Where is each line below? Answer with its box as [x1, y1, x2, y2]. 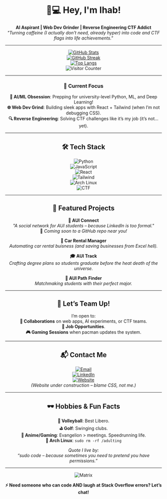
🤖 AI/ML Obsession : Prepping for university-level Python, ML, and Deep [9, 94, 158, 100]
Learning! [74, 99, 93, 105]
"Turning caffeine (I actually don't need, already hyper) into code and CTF [7, 29, 160, 35]
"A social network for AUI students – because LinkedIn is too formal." [12, 222, 155, 228]
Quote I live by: [68, 447, 99, 453]
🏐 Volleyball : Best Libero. [57, 418, 110, 424]
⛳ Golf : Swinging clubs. [59, 426, 108, 432]
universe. [74, 265, 93, 271]
